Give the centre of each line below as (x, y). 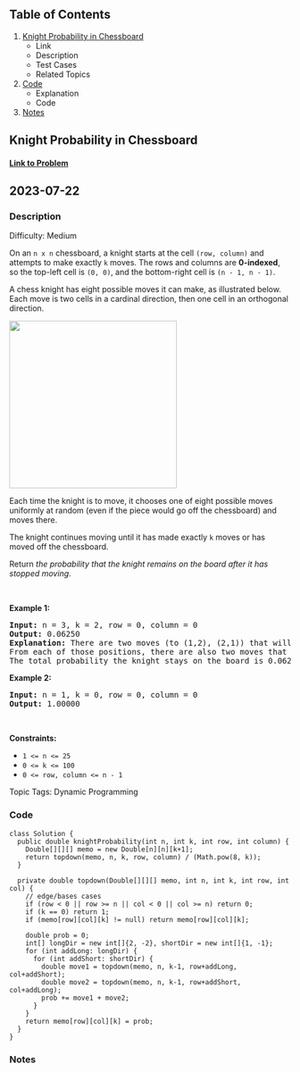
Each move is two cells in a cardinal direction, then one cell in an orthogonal (149, 299)
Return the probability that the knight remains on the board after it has (139, 564)
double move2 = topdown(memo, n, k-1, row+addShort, (142, 982)
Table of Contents (60, 15)
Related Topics (63, 74)
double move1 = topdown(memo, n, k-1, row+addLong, (140, 967)
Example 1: (30, 608)
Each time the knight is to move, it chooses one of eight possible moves (141, 501)
